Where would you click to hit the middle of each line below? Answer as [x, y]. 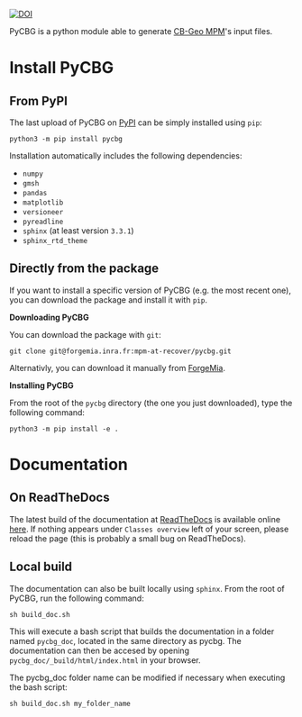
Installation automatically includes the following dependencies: [126, 156]
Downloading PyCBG [49, 317]
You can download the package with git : [85, 334]
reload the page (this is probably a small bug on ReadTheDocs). [128, 538]
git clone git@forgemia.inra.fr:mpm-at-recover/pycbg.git [120, 351]
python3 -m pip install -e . [64, 429]
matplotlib [43, 203]
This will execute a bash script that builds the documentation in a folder [142, 631]
